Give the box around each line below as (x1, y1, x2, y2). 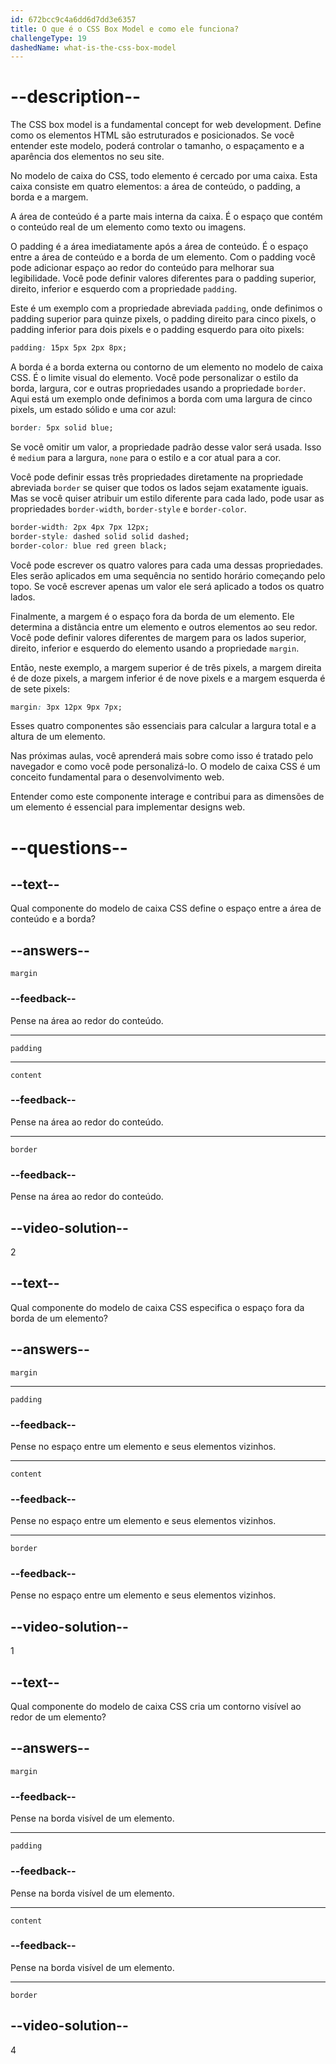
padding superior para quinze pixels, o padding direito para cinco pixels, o (10, 313, 317, 325)
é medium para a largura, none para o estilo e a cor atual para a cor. (10, 451, 282, 463)
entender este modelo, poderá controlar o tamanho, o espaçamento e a (10, 140, 305, 152)
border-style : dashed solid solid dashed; (10, 531, 190, 541)
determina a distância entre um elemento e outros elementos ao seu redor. (10, 621, 318, 633)
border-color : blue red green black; (10, 541, 168, 551)
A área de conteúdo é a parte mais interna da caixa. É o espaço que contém (10, 211, 323, 223)
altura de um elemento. (10, 731, 106, 743)
